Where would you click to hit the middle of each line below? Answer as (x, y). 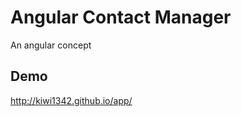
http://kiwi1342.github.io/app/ (71, 100)
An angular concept (51, 45)
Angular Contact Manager (121, 17)
